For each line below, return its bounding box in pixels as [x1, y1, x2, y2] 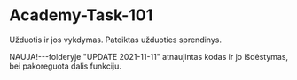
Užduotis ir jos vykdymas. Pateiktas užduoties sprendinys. [9, 34, 222, 45]
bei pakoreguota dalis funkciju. [9, 61, 122, 71]
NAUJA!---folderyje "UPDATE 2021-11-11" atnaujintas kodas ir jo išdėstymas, [9, 51, 289, 62]
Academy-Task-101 [9, 5, 153, 25]
